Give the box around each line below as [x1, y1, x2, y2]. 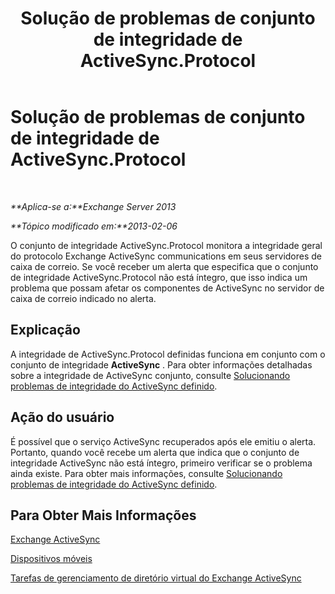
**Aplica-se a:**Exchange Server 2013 [10, 200, 177, 212]
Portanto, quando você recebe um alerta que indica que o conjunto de [10, 446, 300, 458]
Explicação [10, 322, 81, 339]
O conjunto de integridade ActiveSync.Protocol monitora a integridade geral [10, 239, 323, 251]
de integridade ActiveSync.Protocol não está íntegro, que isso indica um [10, 271, 308, 283]
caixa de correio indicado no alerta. [10, 292, 157, 304]
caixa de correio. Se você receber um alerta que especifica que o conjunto [10, 260, 319, 272]
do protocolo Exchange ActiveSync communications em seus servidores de [10, 250, 323, 262]
